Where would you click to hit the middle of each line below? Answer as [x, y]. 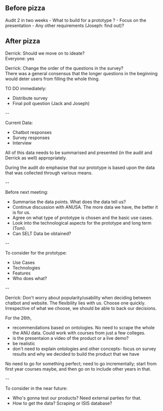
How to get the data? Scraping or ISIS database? [62, 403]
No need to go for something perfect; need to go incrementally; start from [81, 364]
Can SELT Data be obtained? [42, 233]
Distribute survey [30, 98]
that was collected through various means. [49, 173]
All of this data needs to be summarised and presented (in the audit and [79, 152]
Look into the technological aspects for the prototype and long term [82, 223]
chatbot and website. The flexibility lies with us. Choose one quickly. [76, 303]
